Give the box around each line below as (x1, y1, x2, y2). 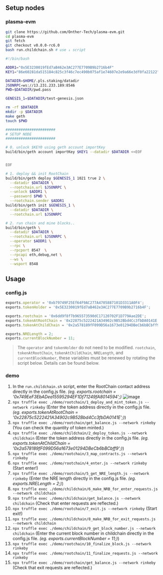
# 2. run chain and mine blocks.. (5, 220, 75, 225)
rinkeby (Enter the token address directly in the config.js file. (30, 404, 151, 410)
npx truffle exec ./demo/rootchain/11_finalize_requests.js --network (12, 551, 158, 556)
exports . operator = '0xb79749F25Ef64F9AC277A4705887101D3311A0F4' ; (5, 301, 145, 305)
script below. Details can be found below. (17, 360, 100, 366)
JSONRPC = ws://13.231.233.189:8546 (5, 83, 75, 88)
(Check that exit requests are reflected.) (12, 564, 92, 570)
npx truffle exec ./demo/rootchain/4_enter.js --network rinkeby (12, 461, 147, 466)
